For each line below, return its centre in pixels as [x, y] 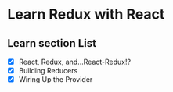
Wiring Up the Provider [56, 80]
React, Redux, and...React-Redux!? [74, 62]
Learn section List [52, 43]
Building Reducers [48, 71]
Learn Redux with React [86, 14]
